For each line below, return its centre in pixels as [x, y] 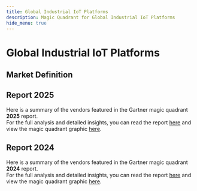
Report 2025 [30, 95]
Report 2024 [31, 148]
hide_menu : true [26, 23]
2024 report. [22, 168]
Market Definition [40, 75]
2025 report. [22, 116]
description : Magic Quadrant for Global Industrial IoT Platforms [91, 17]
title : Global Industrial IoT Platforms [57, 12]
